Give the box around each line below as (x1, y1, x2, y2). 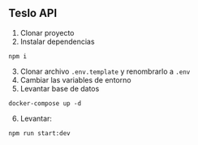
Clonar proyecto (19, 28, 75, 37)
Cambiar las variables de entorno (19, 75, 131, 84)
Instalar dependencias (19, 36, 95, 46)
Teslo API (8, 6, 58, 20)
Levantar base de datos (19, 83, 100, 93)
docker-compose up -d (8, 99, 82, 108)
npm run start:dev (8, 129, 71, 137)
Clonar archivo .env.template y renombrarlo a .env (19, 66, 191, 76)
